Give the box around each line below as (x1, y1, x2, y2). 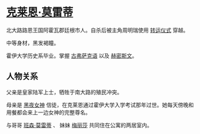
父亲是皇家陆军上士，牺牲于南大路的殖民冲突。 (6, 88, 122, 96)
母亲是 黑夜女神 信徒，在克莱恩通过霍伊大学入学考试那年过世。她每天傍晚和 (6, 101, 194, 108)
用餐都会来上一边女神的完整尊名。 (6, 109, 91, 116)
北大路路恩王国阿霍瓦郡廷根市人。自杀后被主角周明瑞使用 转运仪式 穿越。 (6, 26, 189, 34)
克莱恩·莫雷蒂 (6, 5, 73, 19)
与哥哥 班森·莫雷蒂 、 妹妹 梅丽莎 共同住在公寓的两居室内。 (6, 121, 152, 129)
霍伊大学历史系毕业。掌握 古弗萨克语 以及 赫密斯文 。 (6, 52, 137, 59)
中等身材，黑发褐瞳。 (6, 39, 59, 46)
